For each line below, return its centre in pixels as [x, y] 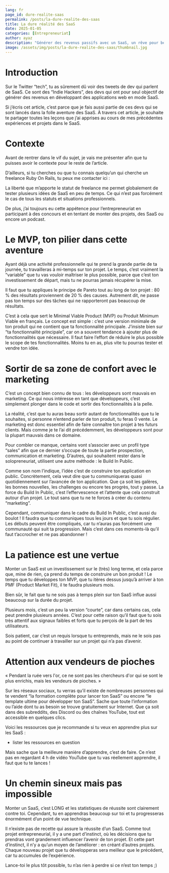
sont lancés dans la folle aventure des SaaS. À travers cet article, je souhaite [84, 112]
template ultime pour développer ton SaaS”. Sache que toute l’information [81, 701]
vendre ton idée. [22, 348]
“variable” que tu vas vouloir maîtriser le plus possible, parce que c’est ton [82, 275]
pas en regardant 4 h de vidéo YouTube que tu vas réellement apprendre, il [83, 758]
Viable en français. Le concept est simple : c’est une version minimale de [80, 321]
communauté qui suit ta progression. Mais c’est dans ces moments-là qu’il [82, 529]
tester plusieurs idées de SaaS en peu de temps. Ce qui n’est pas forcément [84, 193]
